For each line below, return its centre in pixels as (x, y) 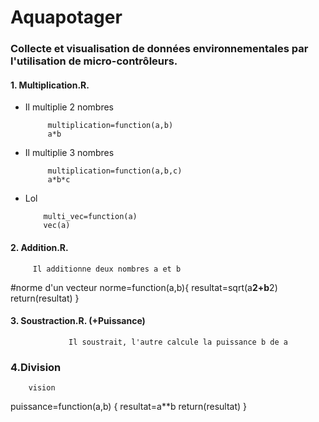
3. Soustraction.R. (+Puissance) (78, 321)
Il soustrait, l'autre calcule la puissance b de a (178, 342)
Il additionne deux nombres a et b (107, 269)
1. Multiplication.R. (50, 85)
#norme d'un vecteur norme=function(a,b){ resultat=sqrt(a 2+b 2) (144, 287)
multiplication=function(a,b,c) (115, 171)
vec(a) (57, 226)
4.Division (36, 367)
